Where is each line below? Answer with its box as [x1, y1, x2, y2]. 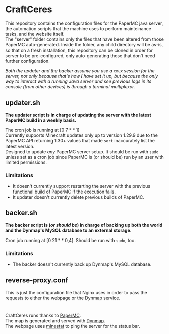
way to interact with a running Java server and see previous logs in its [5, 78, 152, 84]
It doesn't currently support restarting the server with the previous [12, 183, 150, 189]
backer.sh [5, 209, 38, 217]
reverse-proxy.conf [5, 276, 68, 284]
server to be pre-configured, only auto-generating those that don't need [5, 52, 155, 59]
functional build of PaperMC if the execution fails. [12, 188, 116, 195]
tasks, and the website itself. [5, 31, 65, 37]
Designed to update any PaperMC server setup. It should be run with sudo [5, 148, 159, 155]
